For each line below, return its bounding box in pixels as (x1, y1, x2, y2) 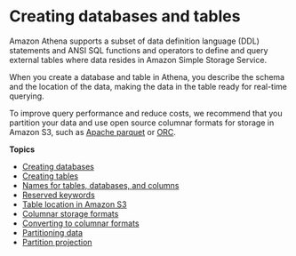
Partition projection (21, 236, 92, 247)
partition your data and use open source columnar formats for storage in (9, 117, 275, 128)
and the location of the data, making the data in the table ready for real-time (9, 81, 287, 92)
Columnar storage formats (21, 208, 119, 219)
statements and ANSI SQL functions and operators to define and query (9, 44, 268, 55)
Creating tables (21, 171, 79, 181)
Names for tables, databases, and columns (21, 180, 180, 190)
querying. (9, 91, 44, 101)
